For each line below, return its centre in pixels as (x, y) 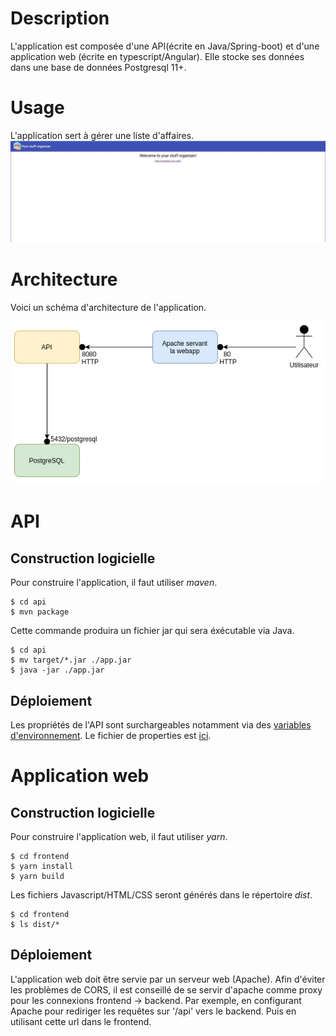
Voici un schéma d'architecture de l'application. (108, 307)
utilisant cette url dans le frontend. (81, 1021)
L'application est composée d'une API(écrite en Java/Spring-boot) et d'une (165, 46)
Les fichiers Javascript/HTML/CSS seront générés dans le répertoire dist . (161, 895)
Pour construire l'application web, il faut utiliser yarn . (119, 837)
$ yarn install (42, 867)
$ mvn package (40, 612)
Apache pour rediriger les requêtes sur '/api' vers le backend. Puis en (153, 1011)
